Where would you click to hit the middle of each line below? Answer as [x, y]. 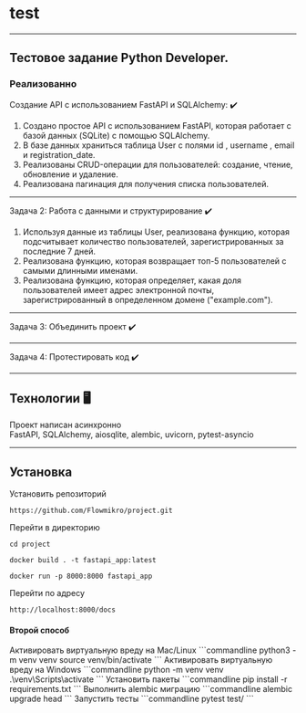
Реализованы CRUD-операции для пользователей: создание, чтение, [158, 164]
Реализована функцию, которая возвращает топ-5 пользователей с [154, 261]
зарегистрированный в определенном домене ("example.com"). [148, 299]
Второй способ [40, 630]
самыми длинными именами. [80, 270]
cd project [30, 545]
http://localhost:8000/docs [63, 610]
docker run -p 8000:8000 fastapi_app [81, 577]
